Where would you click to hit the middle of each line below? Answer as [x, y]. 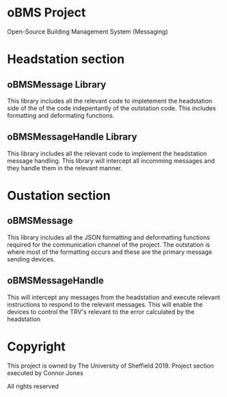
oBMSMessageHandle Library [72, 137]
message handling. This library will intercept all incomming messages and [111, 161]
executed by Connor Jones [45, 373]
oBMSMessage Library [57, 85]
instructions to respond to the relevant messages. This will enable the [105, 304]
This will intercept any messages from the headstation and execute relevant [114, 297]
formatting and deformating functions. [61, 115]
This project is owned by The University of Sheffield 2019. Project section [110, 366]
